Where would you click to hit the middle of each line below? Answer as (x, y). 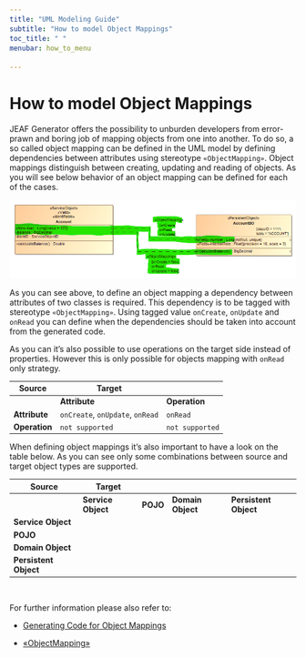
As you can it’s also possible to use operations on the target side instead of (150, 349)
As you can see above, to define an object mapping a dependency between (151, 292)
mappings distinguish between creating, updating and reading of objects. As (153, 167)
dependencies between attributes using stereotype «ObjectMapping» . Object (152, 158)
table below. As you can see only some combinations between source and (149, 457)
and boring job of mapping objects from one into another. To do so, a (164, 139)
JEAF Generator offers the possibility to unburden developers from (134, 129)
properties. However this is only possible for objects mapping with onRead (147, 359)
